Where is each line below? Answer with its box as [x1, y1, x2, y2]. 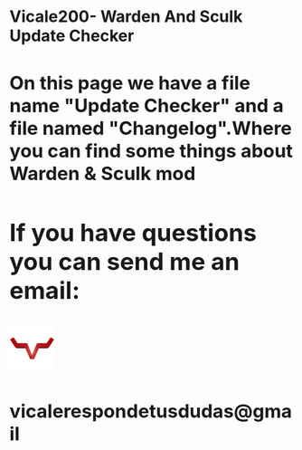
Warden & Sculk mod [9, 161, 196, 186]
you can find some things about [9, 139, 294, 163]
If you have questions [9, 217, 258, 247]
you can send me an [9, 246, 240, 276]
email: [9, 274, 80, 305]
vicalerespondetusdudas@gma [9, 398, 292, 423]
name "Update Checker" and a [9, 93, 284, 118]
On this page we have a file [9, 71, 250, 95]
